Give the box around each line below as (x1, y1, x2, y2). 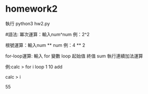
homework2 (5, 3, 58, 15)
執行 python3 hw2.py (5, 20, 50, 26)
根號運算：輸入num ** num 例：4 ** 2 (5, 42, 86, 48)
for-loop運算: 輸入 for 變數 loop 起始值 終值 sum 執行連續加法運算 (5, 53, 143, 59)
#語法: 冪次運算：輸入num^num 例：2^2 (5, 31, 90, 37)
